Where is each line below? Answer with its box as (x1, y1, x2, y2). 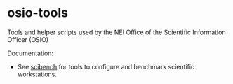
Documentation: (7, 49, 54, 57)
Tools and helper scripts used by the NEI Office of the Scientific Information (7, 28, 226, 36)
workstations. (17, 70, 58, 78)
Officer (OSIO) (7, 35, 49, 43)
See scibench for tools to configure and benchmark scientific (17, 62, 195, 71)
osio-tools (7, 5, 69, 21)
